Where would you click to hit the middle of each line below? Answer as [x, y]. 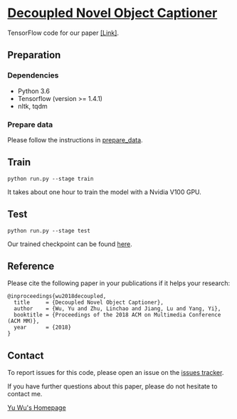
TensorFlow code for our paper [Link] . [63, 33]
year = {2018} [43, 328]
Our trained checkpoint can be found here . [70, 244]
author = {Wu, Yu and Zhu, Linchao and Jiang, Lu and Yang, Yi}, [117, 309]
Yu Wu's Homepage [37, 408]
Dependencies [33, 75]
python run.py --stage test [49, 230]
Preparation [34, 55]
